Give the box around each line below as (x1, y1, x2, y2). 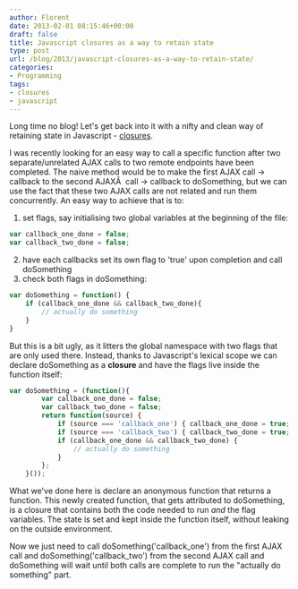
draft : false (9, 30, 58, 38)
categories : (9, 64, 54, 73)
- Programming (9, 72, 63, 81)
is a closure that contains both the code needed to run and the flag (9, 505, 257, 516)
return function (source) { (41, 411, 142, 421)
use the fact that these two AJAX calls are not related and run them (9, 185, 258, 197)
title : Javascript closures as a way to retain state (9, 38, 215, 47)
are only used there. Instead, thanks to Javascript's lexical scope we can (9, 350, 277, 361)
